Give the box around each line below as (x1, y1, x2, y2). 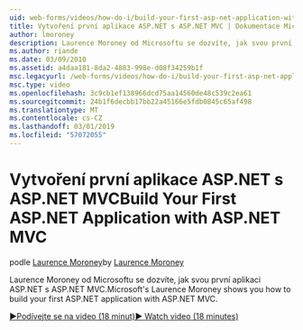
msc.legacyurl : (9, 72, 67, 81)
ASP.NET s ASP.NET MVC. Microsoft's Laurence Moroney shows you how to (9, 283, 291, 294)
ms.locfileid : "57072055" (9, 131, 106, 140)
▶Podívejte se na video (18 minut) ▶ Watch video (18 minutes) (9, 310, 239, 321)
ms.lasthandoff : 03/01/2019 (9, 123, 115, 132)
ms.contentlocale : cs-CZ (9, 114, 103, 123)
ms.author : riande (9, 47, 78, 56)
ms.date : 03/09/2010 (9, 55, 87, 64)
